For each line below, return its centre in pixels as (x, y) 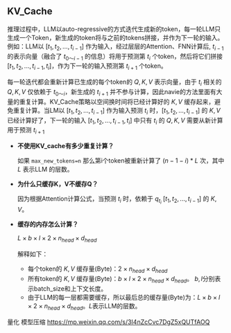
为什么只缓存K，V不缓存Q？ (58, 184)
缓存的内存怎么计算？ (48, 224)
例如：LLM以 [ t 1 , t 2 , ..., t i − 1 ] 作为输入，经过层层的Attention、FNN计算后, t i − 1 (115, 47)
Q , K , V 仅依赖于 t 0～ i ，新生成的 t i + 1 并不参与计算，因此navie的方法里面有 (112, 93)
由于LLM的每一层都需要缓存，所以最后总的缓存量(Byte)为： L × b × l (124, 297)
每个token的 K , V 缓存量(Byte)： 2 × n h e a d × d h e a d (97, 269)
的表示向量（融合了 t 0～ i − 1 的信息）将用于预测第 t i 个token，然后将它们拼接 (115, 57)
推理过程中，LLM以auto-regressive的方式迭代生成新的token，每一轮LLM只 (114, 29)
